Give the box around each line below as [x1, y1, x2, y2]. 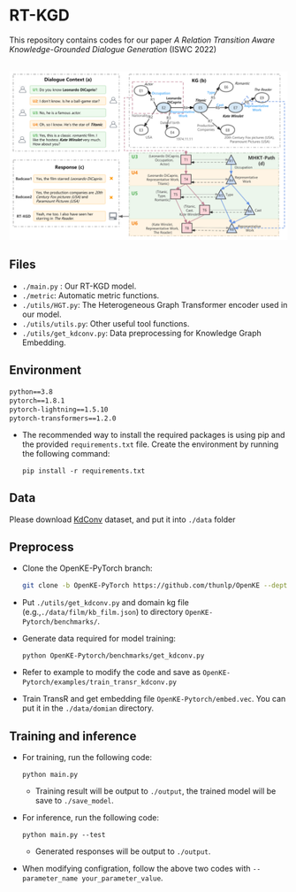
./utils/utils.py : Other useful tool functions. [21, 318, 190, 328]
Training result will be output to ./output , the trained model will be [34, 786, 277, 796]
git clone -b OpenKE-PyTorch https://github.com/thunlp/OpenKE [21, 581, 261, 590]
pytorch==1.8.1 [9, 396, 65, 405]
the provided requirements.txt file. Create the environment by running [21, 439, 279, 450]
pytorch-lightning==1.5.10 [9, 404, 109, 414]
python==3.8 [9, 387, 53, 396]
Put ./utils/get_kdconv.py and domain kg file [21, 597, 190, 608]
